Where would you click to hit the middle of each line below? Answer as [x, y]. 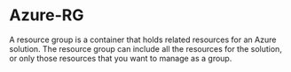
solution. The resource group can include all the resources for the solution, [145, 48]
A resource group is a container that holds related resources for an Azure [143, 40]
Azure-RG [47, 15]
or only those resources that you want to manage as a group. [121, 58]
